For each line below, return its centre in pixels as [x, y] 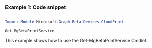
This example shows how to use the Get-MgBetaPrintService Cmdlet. [76, 41]
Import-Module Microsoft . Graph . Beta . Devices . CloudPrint [64, 22]
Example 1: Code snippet [36, 7]
